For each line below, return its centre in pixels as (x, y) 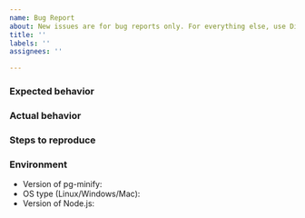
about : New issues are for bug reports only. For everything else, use (148, 26)
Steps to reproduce (53, 140)
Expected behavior (52, 92)
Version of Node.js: (59, 203)
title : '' (28, 35)
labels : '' (30, 43)
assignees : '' (36, 52)
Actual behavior (45, 115)
